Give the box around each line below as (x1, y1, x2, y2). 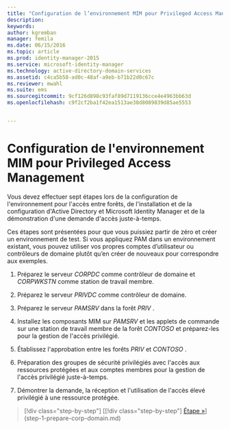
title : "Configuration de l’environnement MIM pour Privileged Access (7, 10, 213, 17)
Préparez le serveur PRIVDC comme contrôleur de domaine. (16, 291, 187, 299)
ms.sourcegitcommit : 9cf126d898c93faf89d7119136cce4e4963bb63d (7, 93, 192, 100)
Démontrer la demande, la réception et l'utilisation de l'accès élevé (16, 386, 205, 394)
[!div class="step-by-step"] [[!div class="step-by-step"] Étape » (23, 406, 205, 415)
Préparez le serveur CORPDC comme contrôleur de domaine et (16, 270, 196, 278)
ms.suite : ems (7, 86, 48, 93)
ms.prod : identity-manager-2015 (7, 55, 99, 62)
